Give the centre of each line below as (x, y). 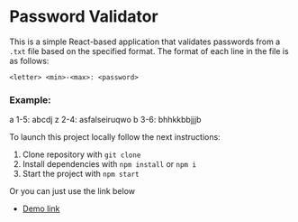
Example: (30, 99)
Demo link (41, 208)
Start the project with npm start (81, 174)
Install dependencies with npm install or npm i (109, 164)
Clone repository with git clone (81, 154)
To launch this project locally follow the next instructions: (115, 137)
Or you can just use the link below (72, 191)
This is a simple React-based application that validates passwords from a (145, 42)
